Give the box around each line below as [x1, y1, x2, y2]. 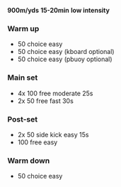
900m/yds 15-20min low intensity [7, 6, 110, 14]
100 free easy [17, 138, 58, 146]
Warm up [7, 23, 40, 33]
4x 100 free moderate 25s [17, 89, 93, 97]
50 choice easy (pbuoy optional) [17, 55, 113, 63]
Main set [7, 73, 38, 82]
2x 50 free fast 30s [17, 96, 74, 105]
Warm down [7, 156, 50, 166]
